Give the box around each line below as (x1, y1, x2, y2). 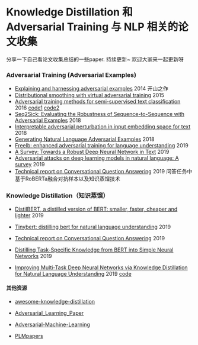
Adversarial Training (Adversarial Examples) (6, 70, 136, 79)
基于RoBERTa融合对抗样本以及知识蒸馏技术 (14, 175, 120, 182)
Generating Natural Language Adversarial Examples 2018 (14, 136, 155, 143)
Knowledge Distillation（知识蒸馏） (6, 192, 110, 200)
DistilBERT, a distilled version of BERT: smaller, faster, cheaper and (14, 205, 178, 212)
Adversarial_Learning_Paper (14, 309, 84, 317)
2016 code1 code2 (14, 104, 60, 111)
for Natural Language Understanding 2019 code (14, 270, 132, 277)
